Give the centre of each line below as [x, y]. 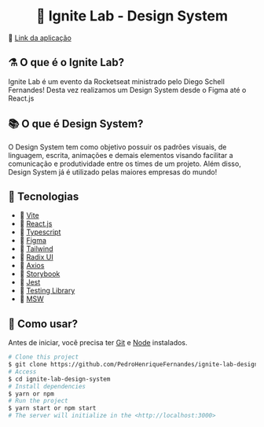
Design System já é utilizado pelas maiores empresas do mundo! [113, 171]
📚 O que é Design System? [76, 124]
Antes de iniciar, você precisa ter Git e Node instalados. [98, 343]
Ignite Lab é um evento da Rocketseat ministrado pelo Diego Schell [117, 81]
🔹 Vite [29, 215]
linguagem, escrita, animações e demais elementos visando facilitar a [121, 155]
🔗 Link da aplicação [40, 38]
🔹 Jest [30, 282]
